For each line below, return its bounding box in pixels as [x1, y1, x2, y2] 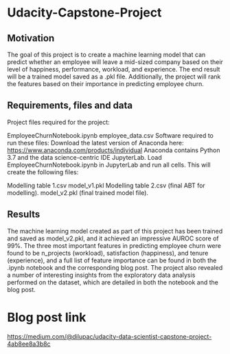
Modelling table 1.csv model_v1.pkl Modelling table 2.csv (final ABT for [7, 181, 206, 189]
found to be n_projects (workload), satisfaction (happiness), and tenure [7, 249, 209, 257]
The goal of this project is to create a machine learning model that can [7, 50, 206, 59]
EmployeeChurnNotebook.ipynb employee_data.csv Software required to [7, 131, 214, 139]
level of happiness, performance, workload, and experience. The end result [7, 65, 220, 73]
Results [7, 209, 41, 220]
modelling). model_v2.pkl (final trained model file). [7, 188, 149, 197]
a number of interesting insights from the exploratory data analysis [7, 271, 196, 279]
